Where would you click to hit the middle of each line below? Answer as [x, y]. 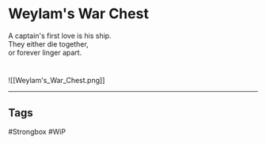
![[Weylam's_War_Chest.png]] [57, 81]
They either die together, [48, 44]
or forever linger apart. [45, 52]
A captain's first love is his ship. [60, 36]
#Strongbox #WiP [37, 131]
